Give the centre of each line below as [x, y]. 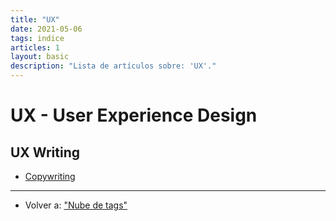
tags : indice [37, 38]
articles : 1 [35, 47]
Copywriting [50, 176]
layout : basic [40, 57]
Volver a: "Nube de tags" [76, 205]
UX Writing [45, 152]
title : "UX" [35, 19]
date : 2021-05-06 [46, 29]
